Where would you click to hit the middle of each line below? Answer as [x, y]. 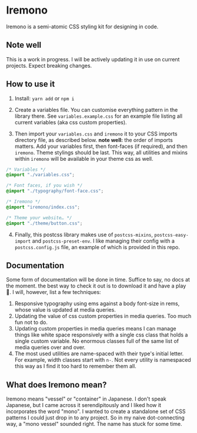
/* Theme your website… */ [39, 218]
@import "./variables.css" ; [41, 175]
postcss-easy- [172, 235]
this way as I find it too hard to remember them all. [75, 366]
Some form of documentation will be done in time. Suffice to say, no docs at [98, 280]
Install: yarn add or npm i [44, 98]
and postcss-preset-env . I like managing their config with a [103, 241]
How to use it [31, 84]
